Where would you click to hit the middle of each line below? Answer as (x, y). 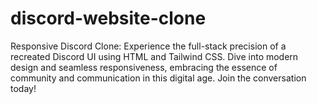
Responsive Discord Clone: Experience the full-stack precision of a (148, 46)
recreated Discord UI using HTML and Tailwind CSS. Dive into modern (154, 56)
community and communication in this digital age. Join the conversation (158, 78)
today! (23, 88)
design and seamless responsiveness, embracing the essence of (144, 67)
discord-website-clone (108, 18)
